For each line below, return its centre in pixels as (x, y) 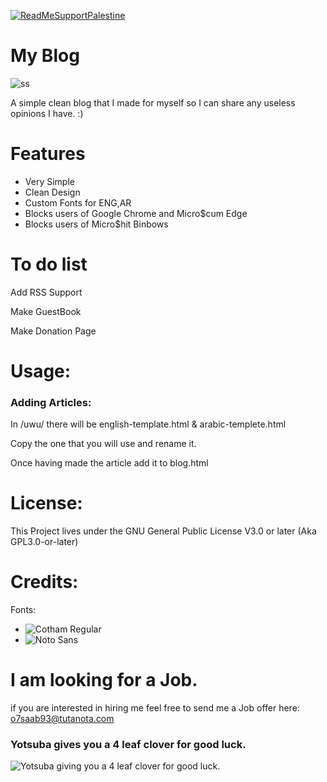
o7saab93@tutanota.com (62, 719)
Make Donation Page (53, 331)
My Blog (45, 56)
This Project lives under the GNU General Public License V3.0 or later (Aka (163, 531)
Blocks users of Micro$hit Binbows (96, 224)
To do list (49, 264)
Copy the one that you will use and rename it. (103, 444)
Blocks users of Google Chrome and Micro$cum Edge (136, 213)
